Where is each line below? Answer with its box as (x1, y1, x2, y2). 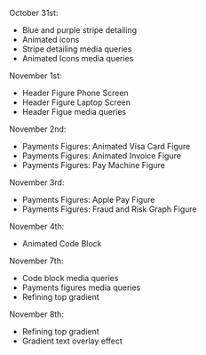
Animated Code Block (21, 238, 102, 248)
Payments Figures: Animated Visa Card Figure (21, 141, 191, 151)
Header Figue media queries (21, 107, 127, 117)
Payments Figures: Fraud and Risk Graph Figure (21, 204, 197, 214)
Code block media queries (21, 273, 119, 283)
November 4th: (9, 222, 65, 231)
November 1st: (9, 70, 62, 81)
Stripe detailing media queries (21, 44, 132, 54)
